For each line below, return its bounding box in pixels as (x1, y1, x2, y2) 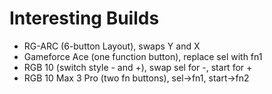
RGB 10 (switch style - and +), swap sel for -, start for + (23, 61, 253, 73)
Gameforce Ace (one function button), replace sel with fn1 (23, 50, 263, 62)
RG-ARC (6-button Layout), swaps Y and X (23, 40, 201, 52)
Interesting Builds (9, 7, 160, 30)
